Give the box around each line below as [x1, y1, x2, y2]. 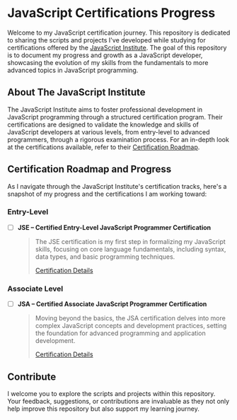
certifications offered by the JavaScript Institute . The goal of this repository [7, 43, 227, 52]
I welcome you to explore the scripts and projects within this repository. [7, 390, 216, 398]
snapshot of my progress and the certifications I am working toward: [7, 189, 207, 198]
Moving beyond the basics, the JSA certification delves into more [35, 314, 226, 322]
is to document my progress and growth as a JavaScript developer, [7, 51, 203, 59]
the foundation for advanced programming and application [35, 329, 207, 337]
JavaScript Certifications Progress [7, 5, 216, 21]
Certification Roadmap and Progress [7, 163, 172, 175]
